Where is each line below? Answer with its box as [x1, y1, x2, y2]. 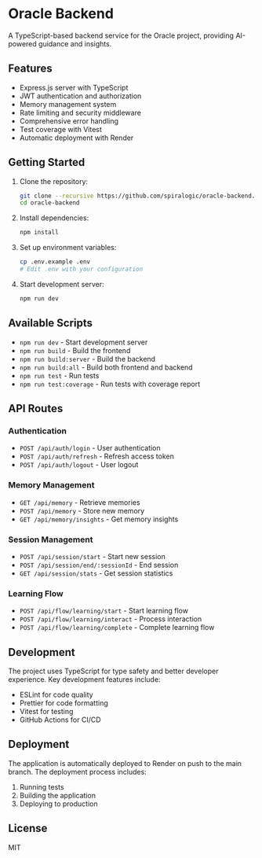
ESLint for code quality [19, 690, 93, 700]
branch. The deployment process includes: [8, 767, 147, 776]
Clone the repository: [19, 176, 89, 186]
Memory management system [19, 99, 117, 109]
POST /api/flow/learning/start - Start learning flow [19, 606, 188, 616]
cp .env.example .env [19, 258, 90, 266]
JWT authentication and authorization [19, 91, 142, 101]
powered [8, 39, 37, 48]
